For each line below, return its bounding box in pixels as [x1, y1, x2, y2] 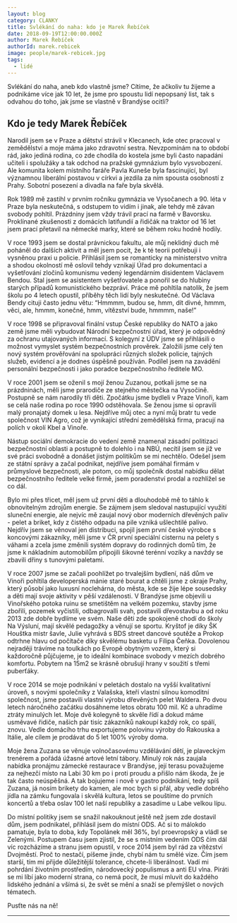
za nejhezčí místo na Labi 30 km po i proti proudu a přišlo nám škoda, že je [7, 769, 224, 778]
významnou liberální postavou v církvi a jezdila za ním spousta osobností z [7, 174, 224, 182]
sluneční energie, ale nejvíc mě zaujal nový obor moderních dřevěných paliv [7, 511, 228, 519]
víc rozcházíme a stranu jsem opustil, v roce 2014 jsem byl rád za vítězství [7, 843, 224, 851]
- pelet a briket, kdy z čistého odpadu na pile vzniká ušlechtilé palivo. [7, 518, 208, 526]
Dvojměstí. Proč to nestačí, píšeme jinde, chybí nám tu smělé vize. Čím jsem [7, 850, 228, 859]
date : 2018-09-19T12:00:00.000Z [7, 30, 102, 37]
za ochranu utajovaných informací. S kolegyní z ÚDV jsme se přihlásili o [7, 334, 215, 343]
